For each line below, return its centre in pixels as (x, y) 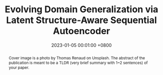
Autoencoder (81, 31)
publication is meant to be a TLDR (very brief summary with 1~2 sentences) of (78, 62)
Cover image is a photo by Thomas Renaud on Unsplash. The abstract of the (77, 58)
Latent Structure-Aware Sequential (81, 20)
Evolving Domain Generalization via (81, 9)
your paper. (19, 67)
